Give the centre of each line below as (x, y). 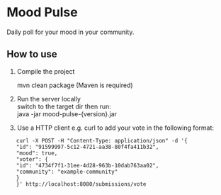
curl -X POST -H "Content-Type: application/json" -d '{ (102, 140)
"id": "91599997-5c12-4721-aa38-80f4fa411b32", (87, 147)
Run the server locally (49, 99)
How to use (32, 54)
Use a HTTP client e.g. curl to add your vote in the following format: (115, 128)
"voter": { (32, 159)
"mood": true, (37, 153)
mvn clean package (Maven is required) (75, 85)
